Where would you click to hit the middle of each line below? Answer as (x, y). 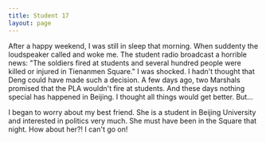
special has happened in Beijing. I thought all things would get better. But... (131, 97)
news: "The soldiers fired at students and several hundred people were (125, 63)
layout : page (30, 23)
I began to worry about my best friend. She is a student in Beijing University (132, 112)
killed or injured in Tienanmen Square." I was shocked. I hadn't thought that (131, 71)
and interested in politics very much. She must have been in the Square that (133, 120)
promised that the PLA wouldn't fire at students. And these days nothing (127, 88)
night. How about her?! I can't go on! (68, 129)
